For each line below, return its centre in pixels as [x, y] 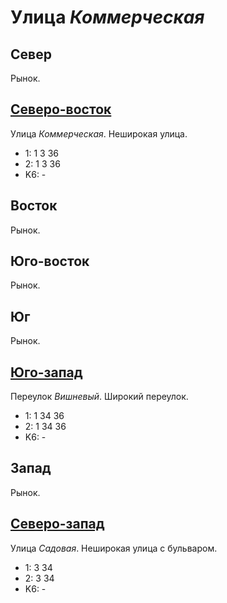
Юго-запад [46, 372]
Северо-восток [61, 109]
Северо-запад [57, 524]
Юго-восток [50, 261]
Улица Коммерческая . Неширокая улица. [99, 133]
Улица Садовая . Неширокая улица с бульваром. [114, 548]
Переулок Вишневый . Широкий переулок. [99, 397]
